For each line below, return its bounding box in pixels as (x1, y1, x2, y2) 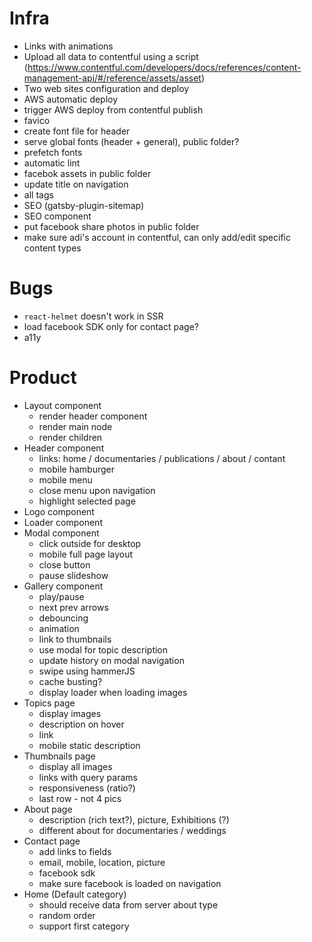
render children (38, 431, 103, 443)
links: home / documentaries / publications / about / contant (38, 452, 286, 464)
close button (38, 558, 91, 571)
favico (23, 114, 51, 126)
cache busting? (38, 675, 103, 687)
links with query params (38, 771, 138, 783)
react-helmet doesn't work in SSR (23, 310, 164, 322)
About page (23, 803, 73, 815)
